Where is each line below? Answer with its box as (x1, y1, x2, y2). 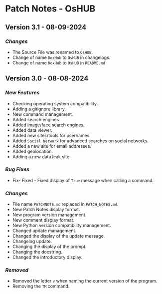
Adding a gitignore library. (12, 106, 66, 112)
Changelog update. (12, 238, 52, 245)
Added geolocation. (12, 148, 53, 154)
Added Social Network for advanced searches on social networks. (12, 138, 149, 144)
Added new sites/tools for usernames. (12, 132, 91, 138)
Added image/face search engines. (12, 122, 85, 128)
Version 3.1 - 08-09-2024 (5, 23, 87, 31)
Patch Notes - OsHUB (5, 3, 96, 14)
